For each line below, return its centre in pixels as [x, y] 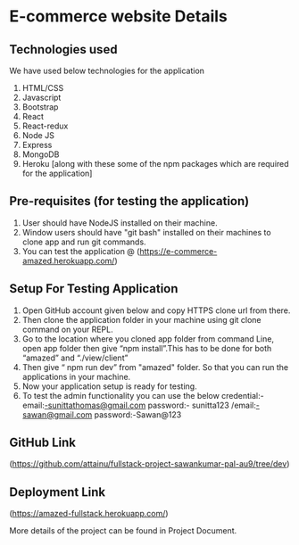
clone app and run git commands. [84, 242]
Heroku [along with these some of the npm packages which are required [155, 164]
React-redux [45, 126]
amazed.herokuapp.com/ [68, 260]
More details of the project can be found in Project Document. [123, 531]
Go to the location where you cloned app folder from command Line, [148, 339]
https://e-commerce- [179, 251]
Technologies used [63, 50]
